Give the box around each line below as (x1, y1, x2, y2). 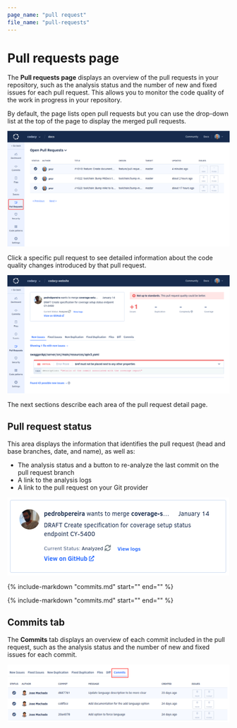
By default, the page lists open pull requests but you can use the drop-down (7, 109, 229, 118)
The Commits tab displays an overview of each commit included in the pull (7, 635, 226, 643)
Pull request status (7, 420, 92, 433)
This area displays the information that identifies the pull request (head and (7, 439, 226, 448)
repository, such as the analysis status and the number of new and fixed (7, 81, 217, 90)
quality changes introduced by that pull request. (7, 261, 147, 269)
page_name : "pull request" (7, 11, 87, 18)
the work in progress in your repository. (7, 96, 122, 104)
